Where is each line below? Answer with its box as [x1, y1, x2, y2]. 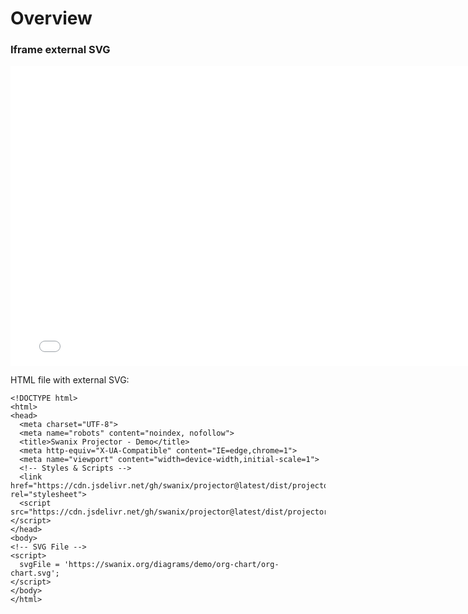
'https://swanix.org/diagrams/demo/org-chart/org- [63, 560, 280, 570]
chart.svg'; [10, 568, 60, 579]
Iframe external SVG [10, 43, 111, 57]
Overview [10, 7, 93, 30]
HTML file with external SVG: [10, 374, 130, 386]
